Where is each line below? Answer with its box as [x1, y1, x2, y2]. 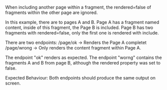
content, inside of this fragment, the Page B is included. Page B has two [5, 24, 153, 30]
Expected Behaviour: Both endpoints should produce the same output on [5, 75, 156, 80]
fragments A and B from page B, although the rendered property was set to [5, 60, 161, 65]
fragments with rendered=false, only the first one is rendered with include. [5, 30, 159, 35]
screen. [5, 80, 21, 86]
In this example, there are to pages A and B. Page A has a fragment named [5, 19, 159, 25]
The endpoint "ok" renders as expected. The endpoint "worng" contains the [5, 54, 162, 60]
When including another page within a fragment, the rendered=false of [5, 4, 151, 10]
